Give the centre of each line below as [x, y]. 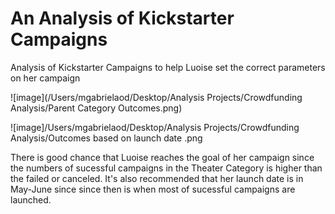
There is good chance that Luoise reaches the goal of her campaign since [162, 157]
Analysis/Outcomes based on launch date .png [106, 138]
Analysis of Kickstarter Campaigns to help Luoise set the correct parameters [168, 67]
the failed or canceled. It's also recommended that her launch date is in [157, 178]
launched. [31, 199]
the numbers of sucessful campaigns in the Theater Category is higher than [166, 168]
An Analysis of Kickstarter [122, 18]
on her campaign [45, 78]
